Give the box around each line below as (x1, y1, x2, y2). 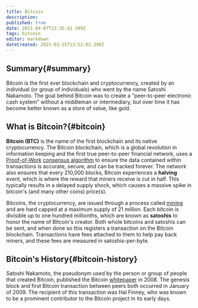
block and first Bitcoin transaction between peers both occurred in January (6, 283, 189, 290)
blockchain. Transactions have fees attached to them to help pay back (6, 230, 177, 238)
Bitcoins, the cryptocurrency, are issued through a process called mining (6, 199, 183, 206)
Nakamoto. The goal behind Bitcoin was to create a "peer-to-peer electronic (6, 92, 192, 99)
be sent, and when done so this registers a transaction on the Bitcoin (6, 224, 174, 232)
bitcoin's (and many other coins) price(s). (6, 188, 108, 195)
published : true (6, 20, 46, 25)
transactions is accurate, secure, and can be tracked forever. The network (6, 162, 187, 169)
